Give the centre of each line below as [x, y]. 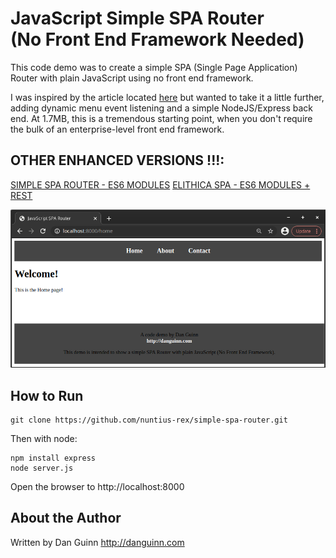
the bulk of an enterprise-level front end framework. [117, 129]
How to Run [47, 395]
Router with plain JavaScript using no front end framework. [132, 78]
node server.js [42, 468]
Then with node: [44, 438]
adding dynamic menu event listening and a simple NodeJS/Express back [162, 108]
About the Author [66, 518]
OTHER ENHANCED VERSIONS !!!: [117, 160]
